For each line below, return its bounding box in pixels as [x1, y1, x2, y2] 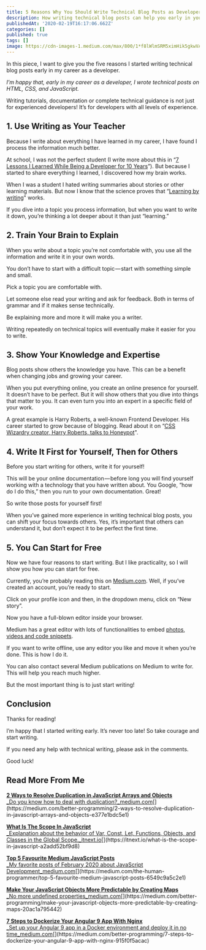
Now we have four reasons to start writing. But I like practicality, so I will [6, 558, 188, 566]
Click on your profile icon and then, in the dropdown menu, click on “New [6, 595, 192, 603]
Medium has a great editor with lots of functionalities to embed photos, [6, 625, 186, 633]
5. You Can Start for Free [6, 543, 102, 553]
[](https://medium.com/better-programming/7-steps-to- [52, 930, 194, 938]
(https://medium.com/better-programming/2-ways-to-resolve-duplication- [6, 805, 195, 812]
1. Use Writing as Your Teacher [6, 121, 126, 132]
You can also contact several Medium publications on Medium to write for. [6, 662, 194, 670]
